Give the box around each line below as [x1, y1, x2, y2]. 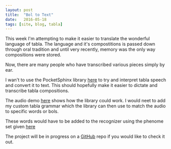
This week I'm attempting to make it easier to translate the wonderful [5, 36, 150, 42]
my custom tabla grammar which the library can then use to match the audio [5, 103, 166, 109]
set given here [5, 124, 36, 130]
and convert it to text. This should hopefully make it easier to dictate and [5, 82, 158, 88]
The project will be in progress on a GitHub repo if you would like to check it [5, 133, 165, 140]
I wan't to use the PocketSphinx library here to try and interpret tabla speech [5, 77, 166, 83]
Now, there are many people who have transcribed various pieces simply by [5, 62, 165, 68]
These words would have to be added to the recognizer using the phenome [5, 118, 164, 125]
